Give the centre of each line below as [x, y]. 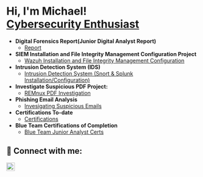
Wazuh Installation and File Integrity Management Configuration [104, 60]
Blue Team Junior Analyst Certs [64, 132]
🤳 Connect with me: [44, 151]
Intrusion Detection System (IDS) [58, 67]
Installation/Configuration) [57, 80]
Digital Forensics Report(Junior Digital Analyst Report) [86, 41]
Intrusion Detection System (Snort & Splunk [79, 73]
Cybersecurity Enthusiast [73, 24]
